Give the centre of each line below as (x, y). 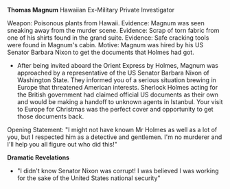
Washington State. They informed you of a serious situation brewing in (116, 80)
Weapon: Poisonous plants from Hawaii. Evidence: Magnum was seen (106, 23)
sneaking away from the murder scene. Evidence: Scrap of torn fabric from (113, 30)
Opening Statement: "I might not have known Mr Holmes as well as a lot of (112, 130)
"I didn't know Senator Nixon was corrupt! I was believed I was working (118, 171)
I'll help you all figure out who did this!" (62, 144)
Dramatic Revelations (38, 157)
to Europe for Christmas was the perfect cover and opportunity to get (115, 109)
